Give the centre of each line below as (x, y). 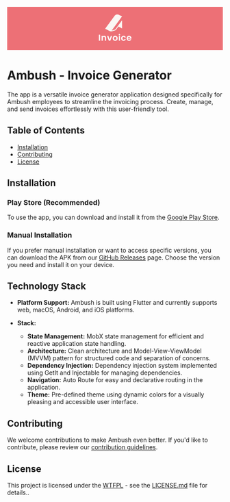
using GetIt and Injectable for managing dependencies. (105, 373)
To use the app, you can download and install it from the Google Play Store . (113, 217)
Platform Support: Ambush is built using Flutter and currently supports (117, 303)
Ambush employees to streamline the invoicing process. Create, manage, (110, 101)
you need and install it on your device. (61, 264)
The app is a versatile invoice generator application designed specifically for (115, 94)
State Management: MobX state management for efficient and (115, 336)
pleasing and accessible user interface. (82, 402)
